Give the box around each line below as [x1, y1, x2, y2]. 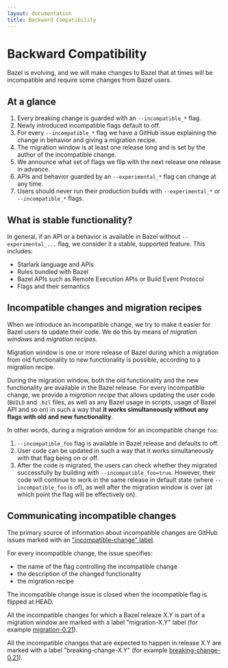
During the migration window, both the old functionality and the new [7, 376, 199, 384]
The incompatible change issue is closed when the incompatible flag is [7, 590, 207, 598]
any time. [16, 180, 43, 188]
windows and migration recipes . [7, 334, 98, 343]
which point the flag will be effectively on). [16, 490, 137, 498]
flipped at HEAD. [7, 597, 54, 606]
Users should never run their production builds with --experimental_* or [16, 187, 220, 196]
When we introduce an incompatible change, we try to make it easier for [7, 320, 211, 328]
